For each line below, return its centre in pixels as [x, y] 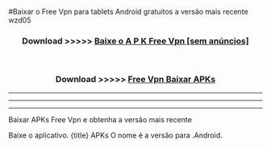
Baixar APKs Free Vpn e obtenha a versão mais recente [100, 119]
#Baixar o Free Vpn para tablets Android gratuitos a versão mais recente [128, 12]
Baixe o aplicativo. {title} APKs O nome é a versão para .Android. [116, 135]
